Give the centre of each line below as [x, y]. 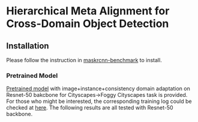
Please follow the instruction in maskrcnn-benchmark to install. [84, 60]
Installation [28, 46]
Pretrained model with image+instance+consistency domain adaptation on [98, 89]
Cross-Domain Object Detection [88, 24]
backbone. [19, 114]
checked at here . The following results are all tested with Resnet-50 [90, 108]
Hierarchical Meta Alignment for [88, 11]
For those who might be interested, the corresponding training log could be [99, 101]
